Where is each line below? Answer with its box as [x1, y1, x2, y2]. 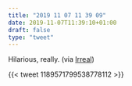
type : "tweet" [8, 33, 55, 41]
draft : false [8, 26, 51, 34]
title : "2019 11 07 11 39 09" [8, 11, 107, 20]
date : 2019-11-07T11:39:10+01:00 [8, 19, 117, 27]
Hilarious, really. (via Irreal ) [8, 55, 95, 64]
